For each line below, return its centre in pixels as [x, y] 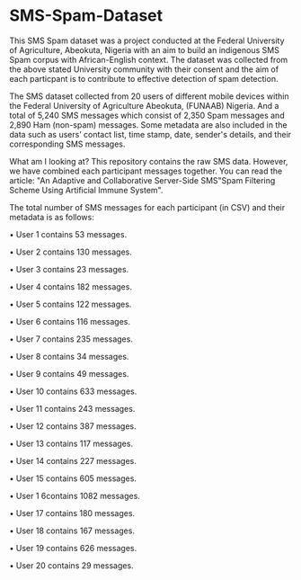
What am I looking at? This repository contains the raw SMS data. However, [149, 161]
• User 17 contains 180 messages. [72, 513]
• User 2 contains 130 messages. [71, 252]
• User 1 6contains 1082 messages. [75, 495]
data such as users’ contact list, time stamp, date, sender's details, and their [150, 134]
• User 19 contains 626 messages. [73, 548]
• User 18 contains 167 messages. [72, 531]
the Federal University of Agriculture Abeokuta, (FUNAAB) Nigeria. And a [144, 105]
